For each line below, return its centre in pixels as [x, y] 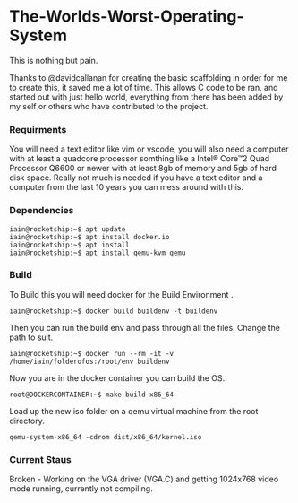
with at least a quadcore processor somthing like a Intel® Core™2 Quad [140, 159]
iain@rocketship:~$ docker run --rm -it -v [92, 353]
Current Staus [40, 459]
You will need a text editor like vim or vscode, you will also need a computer [149, 149]
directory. [27, 421]
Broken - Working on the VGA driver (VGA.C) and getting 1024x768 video [144, 479]
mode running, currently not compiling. [81, 489]
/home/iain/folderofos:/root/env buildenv [89, 361]
